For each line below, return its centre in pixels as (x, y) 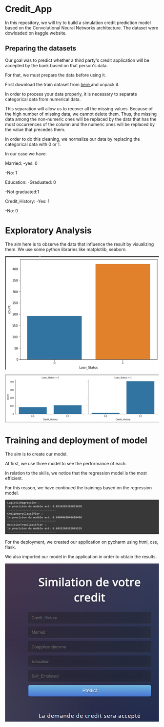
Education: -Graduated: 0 (31, 182)
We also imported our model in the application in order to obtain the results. (81, 556)
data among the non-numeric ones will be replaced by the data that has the (81, 119)
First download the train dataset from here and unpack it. (62, 84)
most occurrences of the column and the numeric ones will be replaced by (80, 124)
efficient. (14, 478)
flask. (10, 547)
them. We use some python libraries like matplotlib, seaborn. (66, 249)
